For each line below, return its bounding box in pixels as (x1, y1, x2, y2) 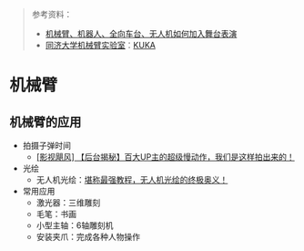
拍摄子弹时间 (22, 141, 71, 151)
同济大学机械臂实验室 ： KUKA (45, 40, 157, 50)
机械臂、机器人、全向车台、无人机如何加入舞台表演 (45, 28, 238, 39)
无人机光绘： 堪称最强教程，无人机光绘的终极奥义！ (35, 174, 228, 185)
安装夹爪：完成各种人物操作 (35, 232, 141, 242)
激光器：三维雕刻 (35, 197, 101, 208)
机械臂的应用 (9, 114, 82, 130)
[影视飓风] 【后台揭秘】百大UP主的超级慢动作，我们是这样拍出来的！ (35, 152, 296, 162)
